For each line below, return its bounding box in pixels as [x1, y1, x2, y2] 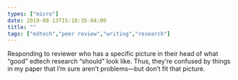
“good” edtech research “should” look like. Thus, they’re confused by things [7, 57, 231, 66]
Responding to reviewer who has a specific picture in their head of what [7, 50, 219, 58]
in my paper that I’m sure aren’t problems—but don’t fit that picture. [7, 64, 205, 73]
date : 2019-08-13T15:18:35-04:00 [7, 17, 107, 24]
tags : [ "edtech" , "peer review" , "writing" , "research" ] [7, 30, 171, 38]
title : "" [7, 23, 37, 30]
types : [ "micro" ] [7, 10, 59, 18]
